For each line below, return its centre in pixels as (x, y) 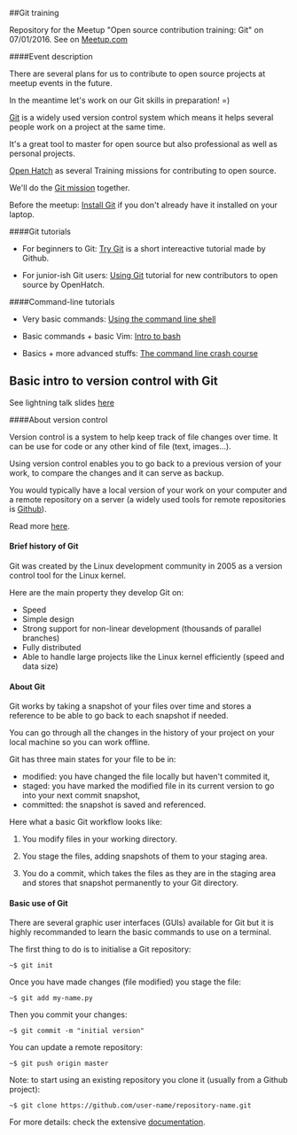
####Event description (51, 56)
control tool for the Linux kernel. (68, 576)
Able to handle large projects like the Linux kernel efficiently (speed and (153, 657)
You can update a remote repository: (76, 1047)
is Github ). (28, 509)
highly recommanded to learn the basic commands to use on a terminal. (141, 932)
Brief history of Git (44, 546)
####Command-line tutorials (62, 302)
